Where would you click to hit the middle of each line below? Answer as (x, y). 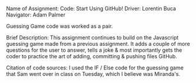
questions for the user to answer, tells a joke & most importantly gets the (94, 50)
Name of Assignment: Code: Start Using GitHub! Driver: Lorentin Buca (91, 9)
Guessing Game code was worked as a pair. (60, 26)
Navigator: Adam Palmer (36, 15)
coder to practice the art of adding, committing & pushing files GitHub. (92, 56)
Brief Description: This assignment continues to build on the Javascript (92, 37)
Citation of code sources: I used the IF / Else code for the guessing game (95, 68)
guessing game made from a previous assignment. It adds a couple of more (98, 44)
